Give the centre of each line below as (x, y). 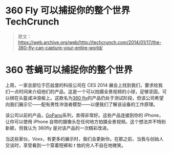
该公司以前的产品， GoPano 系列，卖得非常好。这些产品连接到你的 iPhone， (84, 115)
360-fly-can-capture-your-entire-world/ (60, 48)
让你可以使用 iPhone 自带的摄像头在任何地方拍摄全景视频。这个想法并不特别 (86, 121)
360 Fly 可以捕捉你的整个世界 (68, 10)
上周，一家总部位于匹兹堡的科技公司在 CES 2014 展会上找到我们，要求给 (82, 85)
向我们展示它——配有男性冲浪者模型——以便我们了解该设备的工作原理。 (81, 104)
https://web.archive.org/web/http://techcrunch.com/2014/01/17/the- (90, 42)
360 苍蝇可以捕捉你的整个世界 (69, 70)
